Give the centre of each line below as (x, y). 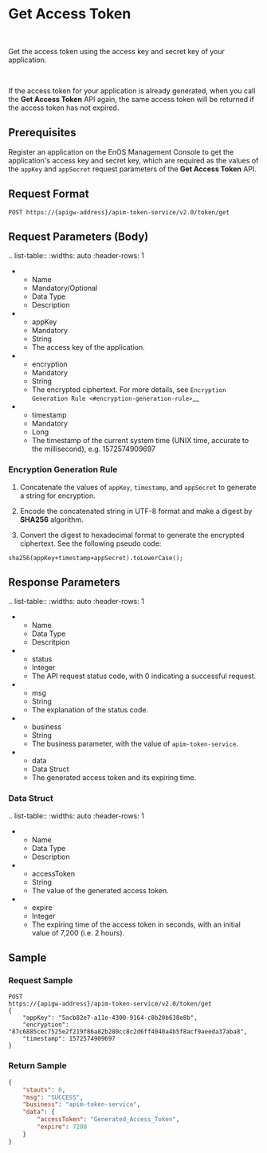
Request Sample (41, 981)
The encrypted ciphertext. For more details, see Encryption (129, 390)
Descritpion (51, 642)
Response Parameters (65, 582)
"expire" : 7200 (62, 1127)
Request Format (49, 194)
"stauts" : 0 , (44, 1090)
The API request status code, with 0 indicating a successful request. (144, 676)
